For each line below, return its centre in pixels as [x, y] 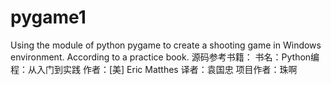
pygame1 [48, 17]
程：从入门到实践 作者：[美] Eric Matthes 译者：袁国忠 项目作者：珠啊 [154, 69]
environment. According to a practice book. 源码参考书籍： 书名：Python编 [165, 57]
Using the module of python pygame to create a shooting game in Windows [166, 45]
